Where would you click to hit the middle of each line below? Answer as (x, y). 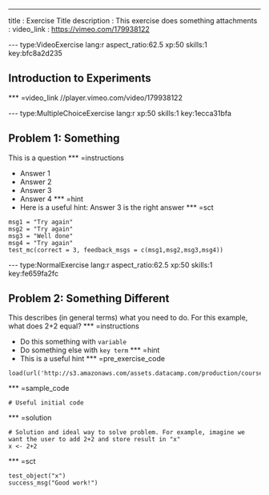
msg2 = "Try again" (41, 229)
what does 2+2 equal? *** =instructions (74, 326)
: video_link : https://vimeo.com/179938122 (79, 29)
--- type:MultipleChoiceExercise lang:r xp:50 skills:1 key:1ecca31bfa (120, 113)
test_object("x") (37, 476)
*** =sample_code (39, 388)
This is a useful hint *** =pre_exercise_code (92, 359)
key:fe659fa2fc (33, 273)
